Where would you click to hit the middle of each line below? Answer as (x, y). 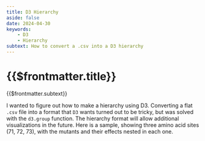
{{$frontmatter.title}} (61, 77)
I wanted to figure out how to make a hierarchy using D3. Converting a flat (99, 105)
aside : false (23, 18)
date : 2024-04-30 (28, 23)
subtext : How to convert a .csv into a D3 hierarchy (75, 47)
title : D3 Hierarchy (33, 12)
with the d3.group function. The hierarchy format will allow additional (93, 118)
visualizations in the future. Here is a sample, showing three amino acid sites (103, 125)
